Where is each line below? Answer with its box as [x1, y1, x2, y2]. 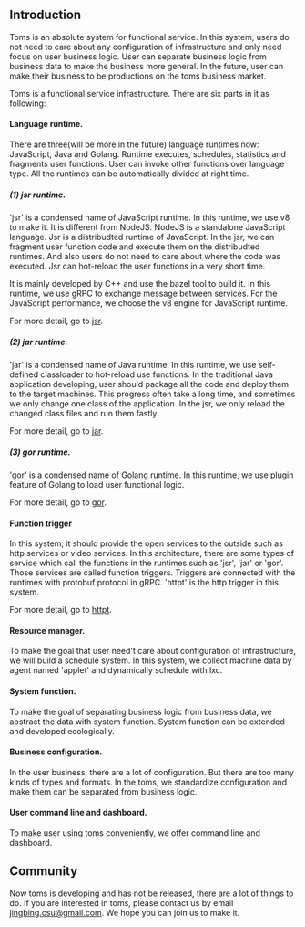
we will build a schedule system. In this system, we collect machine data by [9, 655, 292, 666]
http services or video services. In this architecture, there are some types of [9, 548, 294, 559]
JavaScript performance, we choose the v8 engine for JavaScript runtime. [9, 297, 289, 309]
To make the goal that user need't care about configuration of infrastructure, [9, 646, 296, 657]
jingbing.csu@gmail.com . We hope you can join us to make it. [9, 907, 240, 918]
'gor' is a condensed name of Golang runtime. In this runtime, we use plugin [9, 469, 294, 480]
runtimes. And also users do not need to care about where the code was [9, 250, 280, 261]
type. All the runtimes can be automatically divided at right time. [9, 168, 249, 179]
